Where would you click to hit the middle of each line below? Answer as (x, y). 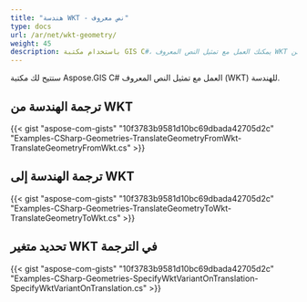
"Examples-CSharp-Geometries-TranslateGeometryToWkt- (121, 208)
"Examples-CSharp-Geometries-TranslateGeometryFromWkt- (126, 138)
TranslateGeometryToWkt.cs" (66, 218)
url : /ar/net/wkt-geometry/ (64, 35)
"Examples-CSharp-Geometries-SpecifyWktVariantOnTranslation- (134, 278)
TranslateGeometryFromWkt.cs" (71, 148)
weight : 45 (31, 43)
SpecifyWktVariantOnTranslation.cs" (79, 287)
